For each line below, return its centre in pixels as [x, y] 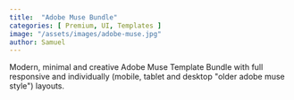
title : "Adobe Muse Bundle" [63, 17]
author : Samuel [38, 42]
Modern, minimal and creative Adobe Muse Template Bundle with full [136, 67]
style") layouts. [37, 86]
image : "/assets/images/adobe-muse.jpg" [86, 34]
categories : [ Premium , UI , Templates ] [86, 26]
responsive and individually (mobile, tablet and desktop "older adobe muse [147, 77]
